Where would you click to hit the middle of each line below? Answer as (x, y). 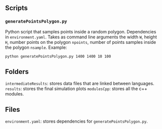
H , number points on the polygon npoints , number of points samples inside (81, 42)
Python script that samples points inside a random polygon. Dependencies (81, 32)
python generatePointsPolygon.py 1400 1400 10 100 (58, 56)
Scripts (16, 8)
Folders (17, 72)
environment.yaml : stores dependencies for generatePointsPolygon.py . (77, 121)
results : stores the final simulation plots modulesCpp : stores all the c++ (76, 89)
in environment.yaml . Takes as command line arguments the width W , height (81, 37)
